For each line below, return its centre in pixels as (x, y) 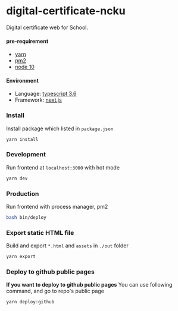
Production (23, 193)
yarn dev (17, 178)
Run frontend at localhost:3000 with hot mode (63, 167)
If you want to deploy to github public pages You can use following (89, 285)
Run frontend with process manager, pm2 (57, 206)
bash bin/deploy (26, 217)
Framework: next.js (38, 100)
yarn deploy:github (30, 302)
